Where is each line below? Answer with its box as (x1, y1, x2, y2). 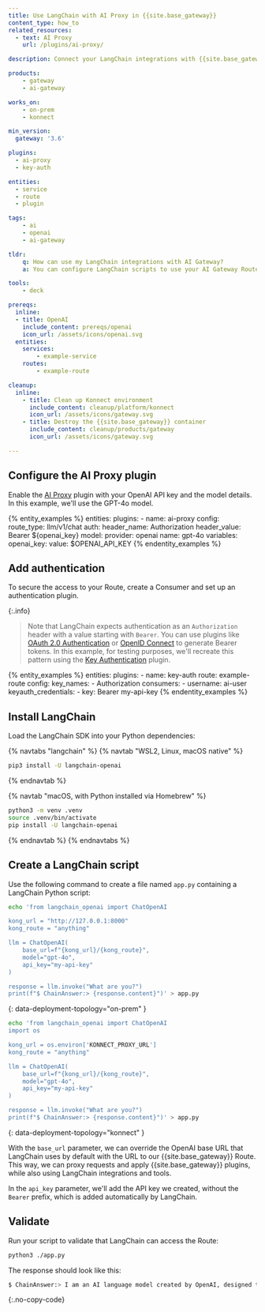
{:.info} (8, 606, 31, 616)
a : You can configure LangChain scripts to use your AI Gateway (22, 265, 238, 273)
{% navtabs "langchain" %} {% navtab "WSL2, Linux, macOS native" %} (8, 746, 244, 756)
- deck (22, 287, 44, 295)
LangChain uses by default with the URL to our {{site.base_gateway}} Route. (8, 1151, 256, 1161)
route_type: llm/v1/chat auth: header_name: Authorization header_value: (8, 522, 241, 532)
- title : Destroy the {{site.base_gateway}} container (22, 418, 207, 427)
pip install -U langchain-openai (8, 821, 118, 829)
